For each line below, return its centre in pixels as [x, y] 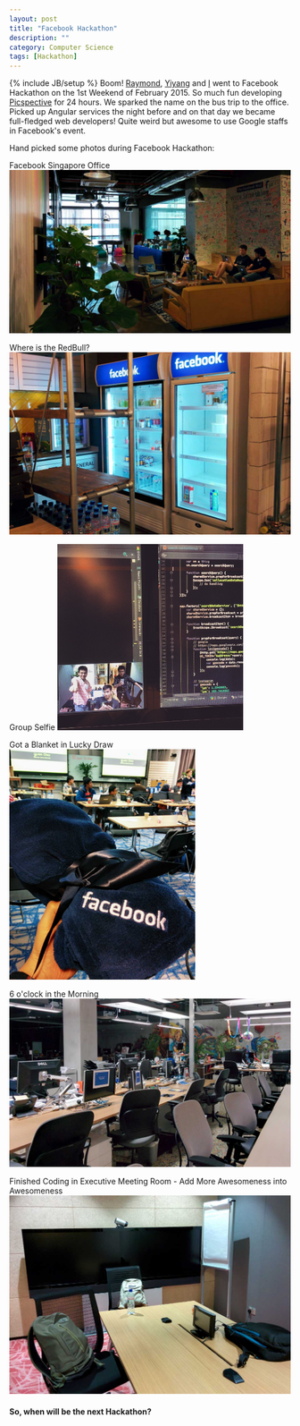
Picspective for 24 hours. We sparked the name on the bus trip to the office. [149, 102]
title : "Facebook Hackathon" [63, 28]
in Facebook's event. [48, 131]
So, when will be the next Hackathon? [80, 1411]
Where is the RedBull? [50, 348]
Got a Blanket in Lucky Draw [61, 744]
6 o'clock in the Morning [54, 994]
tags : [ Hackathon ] [43, 57]
